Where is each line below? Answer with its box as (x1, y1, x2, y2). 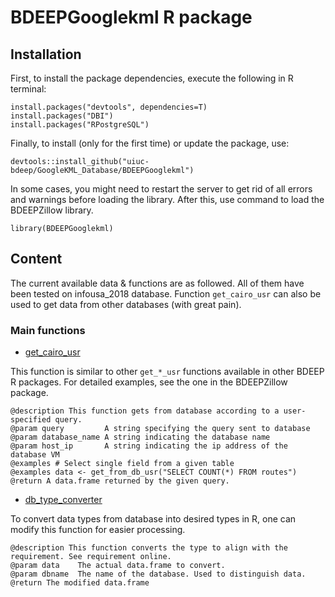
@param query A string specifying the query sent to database (10, 424, 311, 434)
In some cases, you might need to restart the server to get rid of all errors (10, 183, 313, 195)
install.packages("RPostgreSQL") (10, 120, 150, 130)
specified (10, 415, 52, 425)
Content (10, 251, 63, 268)
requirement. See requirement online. (10, 552, 172, 562)
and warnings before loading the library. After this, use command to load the (10, 194, 325, 205)
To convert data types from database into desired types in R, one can (10, 513, 297, 525)
